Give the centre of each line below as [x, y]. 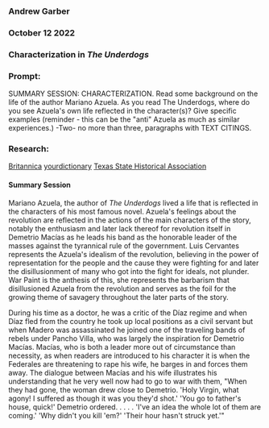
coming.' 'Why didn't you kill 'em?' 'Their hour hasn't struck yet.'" [117, 415]
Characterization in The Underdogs [79, 54]
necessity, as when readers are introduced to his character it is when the [129, 355]
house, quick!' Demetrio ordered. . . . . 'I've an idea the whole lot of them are [135, 407]
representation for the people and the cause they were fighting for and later [134, 263]
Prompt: [25, 76]
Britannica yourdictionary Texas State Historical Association [108, 166]
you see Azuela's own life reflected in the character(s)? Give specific [122, 111]
